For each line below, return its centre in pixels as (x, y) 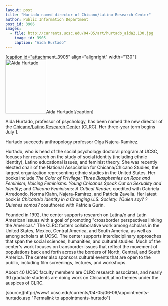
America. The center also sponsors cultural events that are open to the (78, 257)
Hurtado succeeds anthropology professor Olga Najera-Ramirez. (72, 142)
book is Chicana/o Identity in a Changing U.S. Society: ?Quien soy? (75, 199)
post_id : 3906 (20, 24)
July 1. (12, 132)
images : (13, 29)
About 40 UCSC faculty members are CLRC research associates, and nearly (84, 272)
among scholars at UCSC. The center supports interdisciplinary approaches (83, 236)
